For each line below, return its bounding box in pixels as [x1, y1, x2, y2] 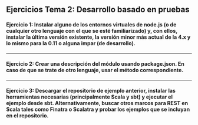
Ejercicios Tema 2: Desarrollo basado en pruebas [6, 5, 190, 15]
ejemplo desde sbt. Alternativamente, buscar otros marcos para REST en [6, 100, 189, 107]
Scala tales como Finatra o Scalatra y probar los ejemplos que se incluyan [6, 106, 190, 113]
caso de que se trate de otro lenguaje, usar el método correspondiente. [6, 67, 184, 74]
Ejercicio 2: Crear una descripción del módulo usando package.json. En [6, 60, 184, 67]
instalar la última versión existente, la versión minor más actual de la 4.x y [6, 33, 191, 40]
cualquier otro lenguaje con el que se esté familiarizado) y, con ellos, [6, 27, 178, 34]
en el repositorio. [6, 112, 49, 119]
